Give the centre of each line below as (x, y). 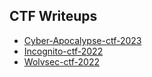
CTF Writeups (53, 16)
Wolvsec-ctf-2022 (62, 61)
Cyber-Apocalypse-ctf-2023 (82, 40)
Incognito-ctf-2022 (63, 51)
